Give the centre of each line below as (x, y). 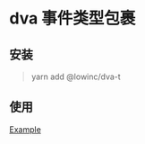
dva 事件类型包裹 (72, 18)
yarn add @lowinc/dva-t (76, 76)
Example (26, 129)
